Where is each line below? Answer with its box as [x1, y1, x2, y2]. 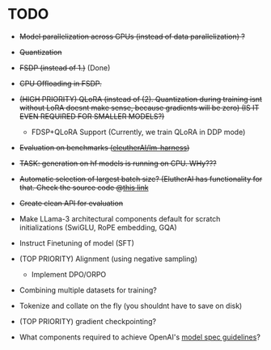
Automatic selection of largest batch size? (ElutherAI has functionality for [19, 174, 263, 183]
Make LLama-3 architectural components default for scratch [19, 213, 221, 223]
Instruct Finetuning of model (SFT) [19, 238, 134, 247]
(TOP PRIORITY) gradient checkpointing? [19, 316, 157, 326]
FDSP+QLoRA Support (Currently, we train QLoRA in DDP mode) [31, 127, 246, 137]
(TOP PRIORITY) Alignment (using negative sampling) [19, 254, 197, 264]
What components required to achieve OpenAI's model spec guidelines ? [19, 332, 260, 342]
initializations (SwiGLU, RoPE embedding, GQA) [19, 222, 177, 232]
